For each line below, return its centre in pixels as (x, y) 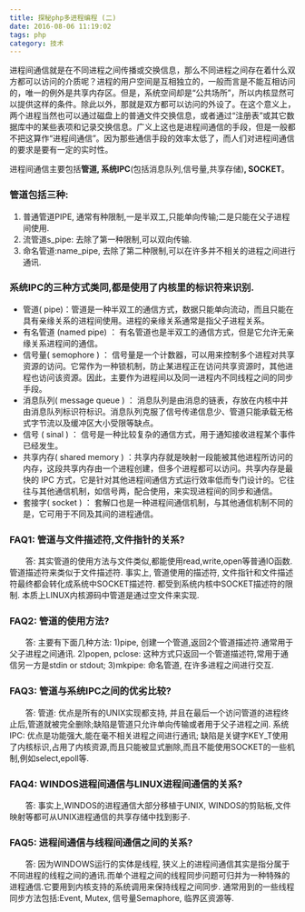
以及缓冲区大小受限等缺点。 (106, 423)
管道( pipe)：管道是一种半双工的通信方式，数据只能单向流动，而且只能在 (158, 309)
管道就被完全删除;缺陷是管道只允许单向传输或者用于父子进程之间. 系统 (158, 724)
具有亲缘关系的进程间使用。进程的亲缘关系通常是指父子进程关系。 (146, 320)
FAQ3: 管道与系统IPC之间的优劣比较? (91, 691)
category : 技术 (37, 43)
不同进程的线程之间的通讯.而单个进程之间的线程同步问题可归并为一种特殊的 (150, 876)
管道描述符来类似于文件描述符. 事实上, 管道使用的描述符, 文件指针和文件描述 (151, 573)
